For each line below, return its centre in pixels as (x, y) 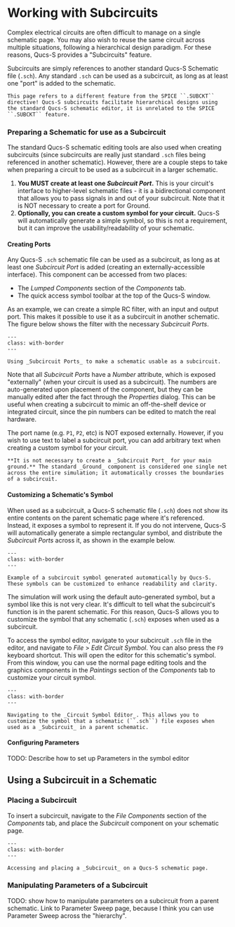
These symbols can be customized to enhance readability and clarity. (113, 584)
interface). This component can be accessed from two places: (97, 274)
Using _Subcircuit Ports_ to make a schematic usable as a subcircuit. (114, 362)
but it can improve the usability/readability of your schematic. (106, 228)
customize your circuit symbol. (52, 677)
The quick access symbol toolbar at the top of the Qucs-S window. (114, 295)
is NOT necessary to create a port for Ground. (84, 206)
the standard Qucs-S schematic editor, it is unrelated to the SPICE (111, 108)
